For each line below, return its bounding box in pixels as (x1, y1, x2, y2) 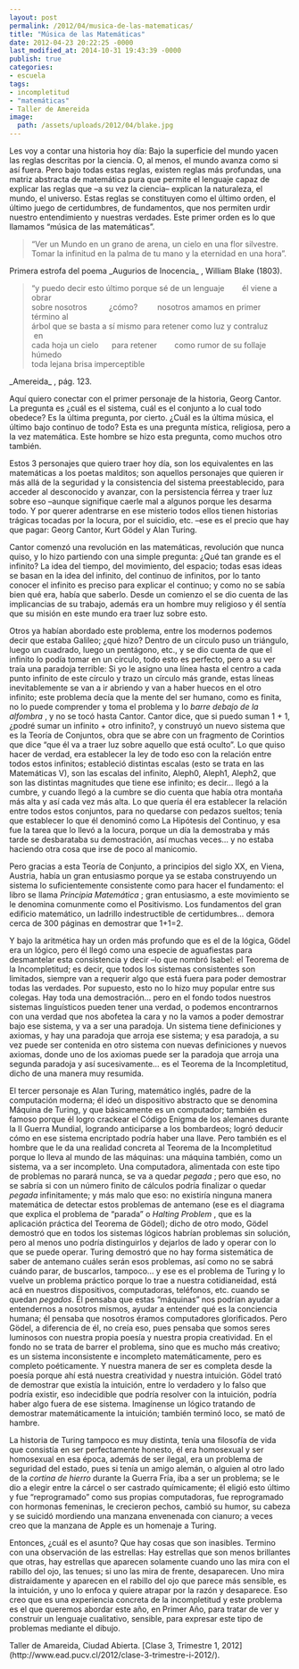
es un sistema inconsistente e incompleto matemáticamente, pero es (9, 1351, 262, 1362)
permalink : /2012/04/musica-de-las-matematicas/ (9, 21, 194, 30)
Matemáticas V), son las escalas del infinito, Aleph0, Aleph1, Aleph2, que (9, 768, 277, 778)
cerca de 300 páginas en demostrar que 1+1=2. (9, 918, 184, 929)
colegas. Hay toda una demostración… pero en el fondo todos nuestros (9, 992, 271, 1003)
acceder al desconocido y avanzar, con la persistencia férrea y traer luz (9, 487, 273, 497)
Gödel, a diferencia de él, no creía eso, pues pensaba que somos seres (9, 1323, 270, 1333)
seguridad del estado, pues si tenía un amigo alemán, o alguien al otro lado (9, 1464, 286, 1473)
